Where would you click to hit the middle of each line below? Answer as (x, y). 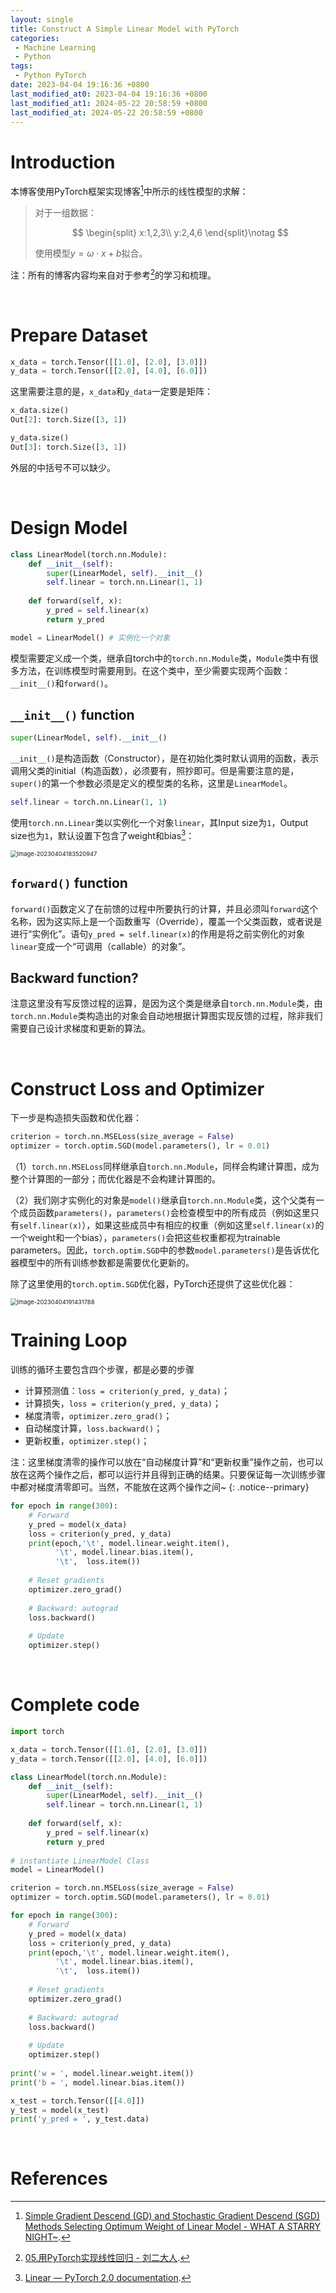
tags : (21, 66)
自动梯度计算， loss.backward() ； (93, 1428)
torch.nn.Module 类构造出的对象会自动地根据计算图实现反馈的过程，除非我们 (166, 1016)
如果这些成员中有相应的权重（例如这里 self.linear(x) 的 (209, 1225)
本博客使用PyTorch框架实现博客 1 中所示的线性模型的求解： (129, 190)
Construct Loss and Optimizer (137, 1088)
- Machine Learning (55, 47)
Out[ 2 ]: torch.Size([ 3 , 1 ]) (69, 420)
